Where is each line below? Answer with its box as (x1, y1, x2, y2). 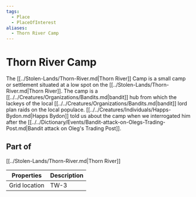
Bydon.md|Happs (6, 113, 49, 120)
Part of (6, 142, 32, 152)
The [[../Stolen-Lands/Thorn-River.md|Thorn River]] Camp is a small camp (6, 75, 186, 82)
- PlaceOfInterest (11, 19, 57, 25)
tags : (6, 8, 19, 15)
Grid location (9, 181, 45, 189)
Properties (11, 171, 42, 179)
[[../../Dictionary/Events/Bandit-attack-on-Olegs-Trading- (28, 118, 165, 126)
